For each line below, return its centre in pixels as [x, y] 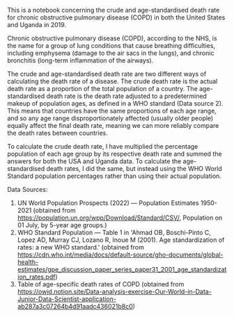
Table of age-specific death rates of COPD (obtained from [101, 284]
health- [28, 262]
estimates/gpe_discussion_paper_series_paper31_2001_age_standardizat [122, 269]
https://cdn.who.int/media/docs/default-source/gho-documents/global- [120, 254]
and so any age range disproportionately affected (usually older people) [110, 118]
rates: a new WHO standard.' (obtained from [80, 247]
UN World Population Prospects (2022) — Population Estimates [108, 203]
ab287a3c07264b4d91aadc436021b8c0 [75, 306]
